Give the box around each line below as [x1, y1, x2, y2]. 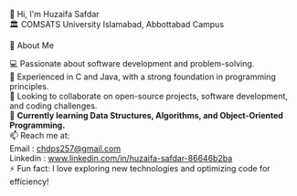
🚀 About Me [9, 40, 55, 50]
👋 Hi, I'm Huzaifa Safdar [9, 9, 100, 19]
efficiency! [9, 176, 49, 187]
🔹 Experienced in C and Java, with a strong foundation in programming [9, 71, 276, 82]
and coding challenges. [9, 100, 98, 111]
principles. [9, 81, 49, 91]
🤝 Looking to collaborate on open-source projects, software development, [9, 91, 288, 101]
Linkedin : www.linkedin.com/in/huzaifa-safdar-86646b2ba [9, 153, 233, 163]
